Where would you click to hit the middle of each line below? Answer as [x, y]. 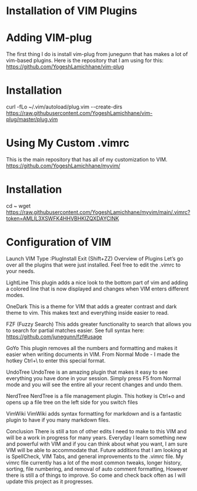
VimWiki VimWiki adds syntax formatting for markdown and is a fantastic [94, 413]
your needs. [21, 271]
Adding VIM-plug [49, 38]
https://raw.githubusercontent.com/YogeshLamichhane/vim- [79, 113]
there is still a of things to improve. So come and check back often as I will [96, 475]
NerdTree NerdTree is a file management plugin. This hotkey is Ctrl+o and [96, 396]
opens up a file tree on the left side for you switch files [72, 402]
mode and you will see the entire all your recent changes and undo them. [94, 384]
